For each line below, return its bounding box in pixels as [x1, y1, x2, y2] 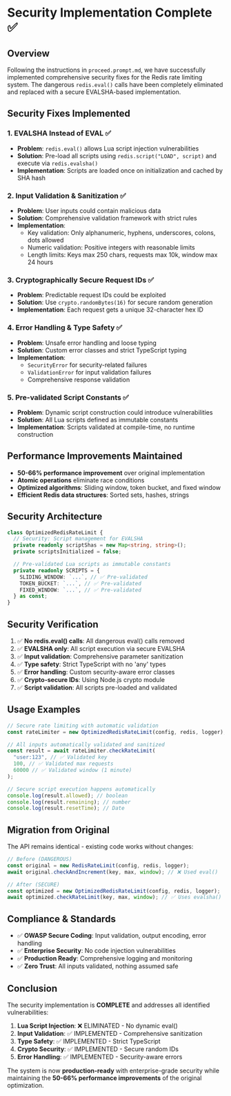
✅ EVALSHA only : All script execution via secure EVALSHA [17, 644, 185, 652]
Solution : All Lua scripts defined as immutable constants [17, 415, 179, 424]
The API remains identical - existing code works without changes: [7, 842, 194, 851]
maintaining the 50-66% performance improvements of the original [7, 1073, 202, 1082]
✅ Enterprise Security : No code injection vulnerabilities [17, 947, 176, 955]
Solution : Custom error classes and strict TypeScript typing [17, 346, 188, 354]
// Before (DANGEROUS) [7, 856, 72, 863]
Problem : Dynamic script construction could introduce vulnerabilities [17, 408, 213, 416]
